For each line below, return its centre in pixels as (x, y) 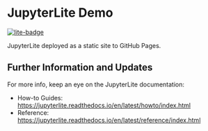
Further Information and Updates (80, 68)
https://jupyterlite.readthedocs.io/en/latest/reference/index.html (109, 120)
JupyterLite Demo (60, 13)
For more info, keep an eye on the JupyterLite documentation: (96, 84)
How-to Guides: (40, 98)
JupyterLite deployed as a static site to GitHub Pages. (84, 45)
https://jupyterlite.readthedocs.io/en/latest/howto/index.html (104, 105)
